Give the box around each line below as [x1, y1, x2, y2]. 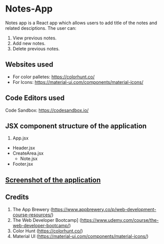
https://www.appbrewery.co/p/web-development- [52, 206, 156, 212]
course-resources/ [12, 212, 52, 218]
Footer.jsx [12, 161, 33, 167]
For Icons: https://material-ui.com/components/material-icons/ [12, 79, 143, 85]
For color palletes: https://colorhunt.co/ [12, 74, 95, 80]
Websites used [5, 60, 54, 69]
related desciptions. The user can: [5, 25, 77, 31]
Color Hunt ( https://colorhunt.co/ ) [12, 228, 84, 234]
